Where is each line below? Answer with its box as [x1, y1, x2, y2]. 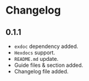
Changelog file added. [14, 68, 69, 74]
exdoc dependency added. [14, 43, 78, 50]
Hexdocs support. [14, 49, 56, 56]
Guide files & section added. [14, 61, 84, 69]
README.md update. [14, 56, 59, 62]
